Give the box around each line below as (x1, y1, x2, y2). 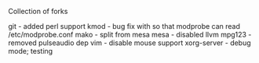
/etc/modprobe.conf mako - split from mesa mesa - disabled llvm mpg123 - (8, 30, 252, 39)
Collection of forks (8, 7, 68, 16)
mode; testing (8, 47, 53, 55)
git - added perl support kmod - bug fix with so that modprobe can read (8, 22, 241, 30)
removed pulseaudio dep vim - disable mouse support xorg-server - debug (8, 38, 251, 47)
